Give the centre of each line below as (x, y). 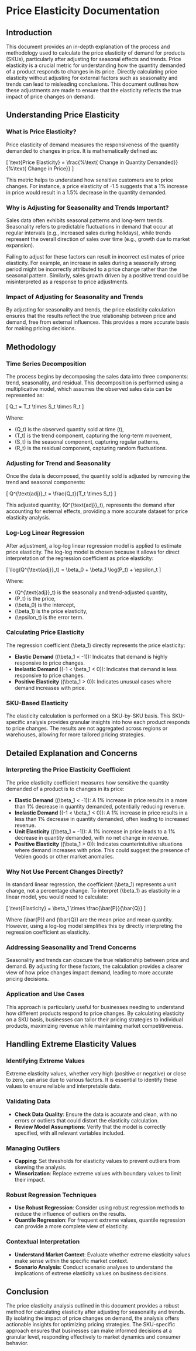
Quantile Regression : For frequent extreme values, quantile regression (100, 1220)
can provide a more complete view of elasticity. (71, 1226)
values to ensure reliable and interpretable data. (64, 1086)
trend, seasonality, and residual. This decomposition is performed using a (94, 383)
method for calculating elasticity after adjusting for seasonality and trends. (96, 1312)
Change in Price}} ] (51, 168)
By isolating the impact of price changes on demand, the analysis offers (93, 1318)
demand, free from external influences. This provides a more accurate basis (97, 322)
